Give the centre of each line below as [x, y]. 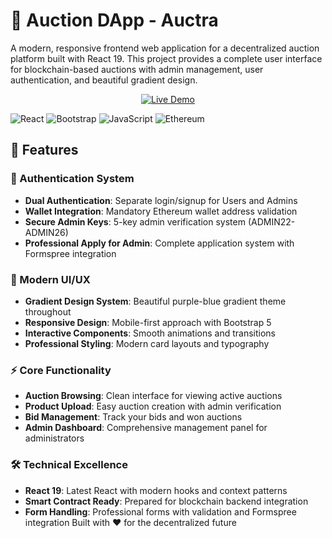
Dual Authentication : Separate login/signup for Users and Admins [161, 200]
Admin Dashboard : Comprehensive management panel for [146, 428]
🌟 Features [44, 150]
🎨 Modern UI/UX [50, 279]
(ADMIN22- [271, 221]
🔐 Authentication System [72, 179]
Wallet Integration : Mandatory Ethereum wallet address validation [161, 211]
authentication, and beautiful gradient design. [104, 80]
